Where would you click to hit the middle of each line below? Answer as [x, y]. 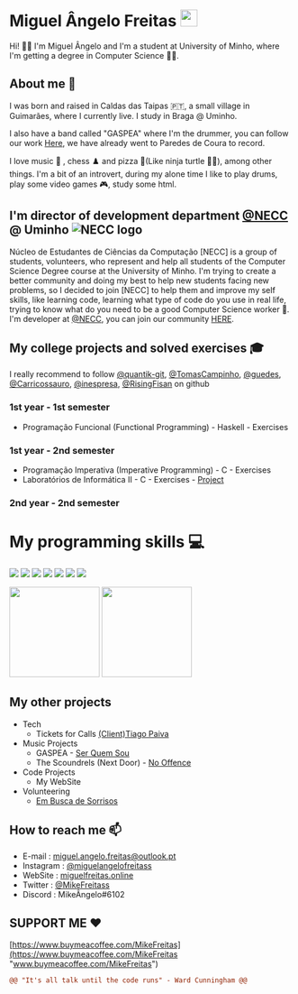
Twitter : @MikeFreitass [66, 885]
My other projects [61, 702]
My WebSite [58, 781]
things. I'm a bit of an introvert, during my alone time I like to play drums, [144, 174]
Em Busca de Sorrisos [77, 801]
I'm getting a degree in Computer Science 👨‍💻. [95, 55]
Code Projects [49, 772]
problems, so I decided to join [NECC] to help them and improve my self [143, 290]
